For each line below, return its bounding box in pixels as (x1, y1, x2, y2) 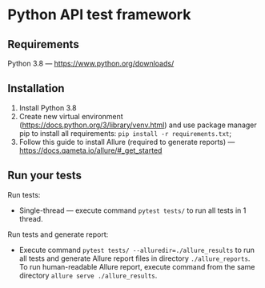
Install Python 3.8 (18, 102, 77, 113)
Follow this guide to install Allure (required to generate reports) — (18, 137, 235, 146)
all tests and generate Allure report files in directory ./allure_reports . (18, 254, 251, 263)
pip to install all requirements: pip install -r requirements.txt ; (18, 128, 232, 138)
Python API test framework (7, 6, 191, 24)
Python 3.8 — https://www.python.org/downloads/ (7, 58, 175, 68)
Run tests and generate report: (7, 230, 109, 239)
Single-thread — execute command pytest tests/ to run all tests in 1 (18, 206, 247, 215)
